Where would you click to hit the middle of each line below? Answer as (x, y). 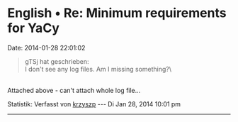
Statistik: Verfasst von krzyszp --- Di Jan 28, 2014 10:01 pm (94, 104)
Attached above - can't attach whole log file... (74, 90)
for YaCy (34, 28)
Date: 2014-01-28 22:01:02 (46, 48)
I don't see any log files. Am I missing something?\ (98, 69)
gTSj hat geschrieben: (57, 61)
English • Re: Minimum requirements (117, 13)
